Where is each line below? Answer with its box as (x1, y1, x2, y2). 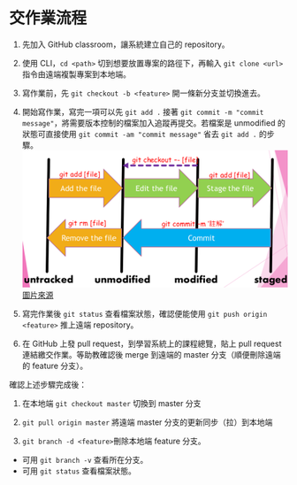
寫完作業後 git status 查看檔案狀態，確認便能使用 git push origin (21, 309, 268, 319)
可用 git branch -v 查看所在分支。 (21, 455, 148, 465)
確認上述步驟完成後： (9, 380, 87, 389)
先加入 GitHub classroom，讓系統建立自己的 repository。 (21, 39, 230, 50)
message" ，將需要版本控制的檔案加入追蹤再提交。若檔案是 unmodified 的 (21, 117, 286, 128)
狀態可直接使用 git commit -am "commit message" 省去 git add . (21, 128, 257, 139)
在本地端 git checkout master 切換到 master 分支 (21, 398, 202, 408)
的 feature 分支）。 (21, 360, 88, 371)
